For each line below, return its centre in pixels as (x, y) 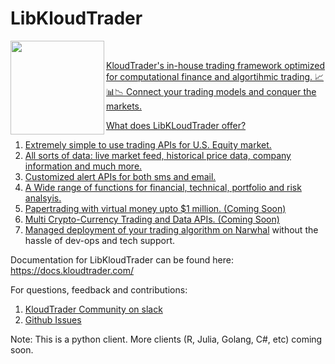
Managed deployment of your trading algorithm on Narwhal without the (171, 229)
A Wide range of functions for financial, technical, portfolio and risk (163, 187)
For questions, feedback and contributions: (99, 289)
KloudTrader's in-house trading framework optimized (216, 65)
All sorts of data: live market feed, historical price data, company (158, 155)
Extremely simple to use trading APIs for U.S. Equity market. (148, 144)
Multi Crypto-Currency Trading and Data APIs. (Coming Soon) (152, 219)
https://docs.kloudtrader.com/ (72, 270)
